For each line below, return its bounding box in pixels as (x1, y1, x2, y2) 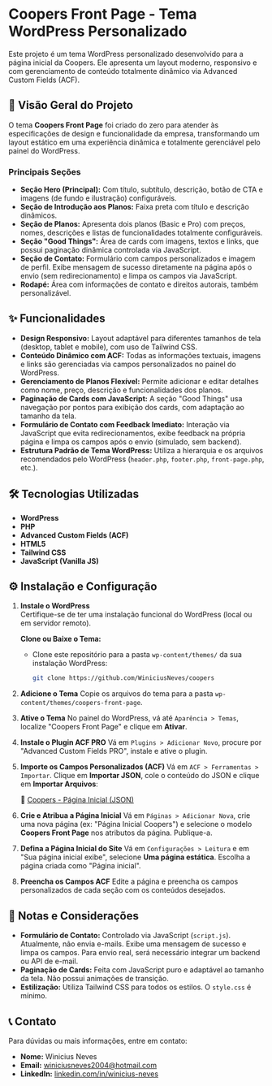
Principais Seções (8, 166, 81, 177)
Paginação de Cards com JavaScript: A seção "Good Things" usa (19, 393, 243, 403)
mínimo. (19, 991, 47, 1001)
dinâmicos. (19, 210, 58, 220)
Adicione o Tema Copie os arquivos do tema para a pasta (19, 689, 214, 699)
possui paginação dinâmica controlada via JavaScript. (19, 245, 201, 255)
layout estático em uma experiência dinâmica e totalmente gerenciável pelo (8, 137, 261, 147)
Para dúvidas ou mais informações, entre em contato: (8, 1036, 188, 1045)
